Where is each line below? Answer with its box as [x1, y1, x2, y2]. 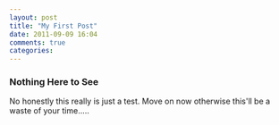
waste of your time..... [9, 105, 89, 116]
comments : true [9, 37, 66, 47]
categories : [9, 46, 54, 55]
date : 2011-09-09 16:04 [9, 29, 98, 38]
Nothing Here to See [9, 76, 99, 88]
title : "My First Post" [9, 21, 98, 30]
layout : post [9, 12, 58, 22]
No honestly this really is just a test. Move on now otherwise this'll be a [9, 96, 271, 107]
